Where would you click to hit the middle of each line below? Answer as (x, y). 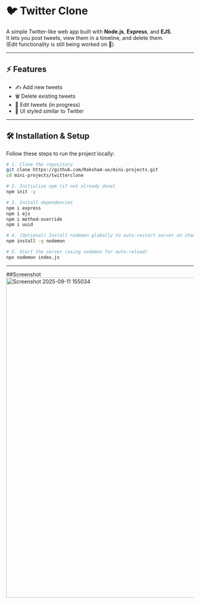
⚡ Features (26, 70)
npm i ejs (18, 214)
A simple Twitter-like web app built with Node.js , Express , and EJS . (89, 31)
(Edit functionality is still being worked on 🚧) (60, 44)
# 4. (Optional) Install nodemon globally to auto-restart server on (94, 236)
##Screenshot (24, 274)
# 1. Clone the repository (40, 164)
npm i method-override (34, 219)
